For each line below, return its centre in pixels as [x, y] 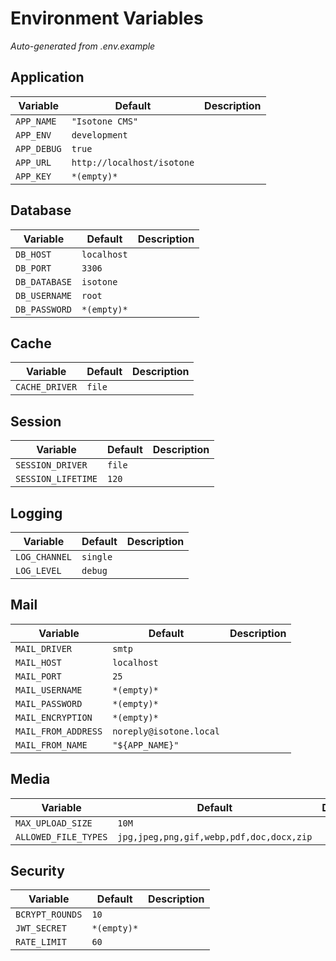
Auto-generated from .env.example [83, 46]
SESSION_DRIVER [51, 465]
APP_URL [33, 162]
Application [47, 77]
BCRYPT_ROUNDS [49, 915]
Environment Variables [107, 18]
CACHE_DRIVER [46, 387]
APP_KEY [33, 176]
